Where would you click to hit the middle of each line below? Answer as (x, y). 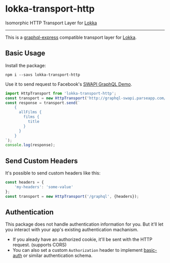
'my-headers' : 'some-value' (44, 187)
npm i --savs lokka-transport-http (43, 75)
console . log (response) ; (30, 145)
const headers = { (25, 183)
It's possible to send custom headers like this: (53, 173)
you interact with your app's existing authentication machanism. (72, 230)
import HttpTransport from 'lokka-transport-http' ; (61, 93)
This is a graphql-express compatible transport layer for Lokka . (71, 37)
